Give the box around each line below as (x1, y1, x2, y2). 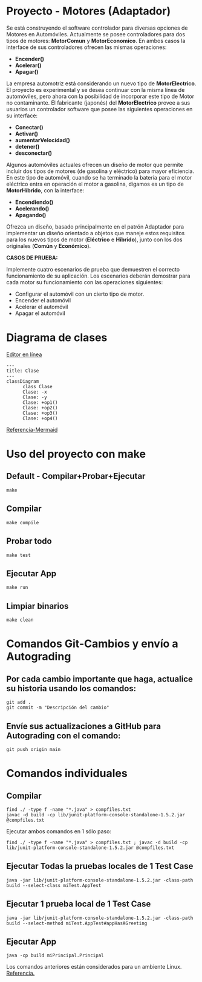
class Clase (22, 383, 53, 389)
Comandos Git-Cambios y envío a (6, 637, 178, 651)
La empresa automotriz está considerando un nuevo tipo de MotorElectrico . (6, 80, 197, 87)
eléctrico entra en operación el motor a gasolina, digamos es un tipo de (6, 180, 184, 187)
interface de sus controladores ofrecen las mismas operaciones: (6, 44, 167, 51)
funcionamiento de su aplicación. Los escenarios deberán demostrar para (6, 272, 191, 279)
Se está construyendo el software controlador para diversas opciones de (6, 24, 188, 31)
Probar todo (6, 536, 53, 547)
